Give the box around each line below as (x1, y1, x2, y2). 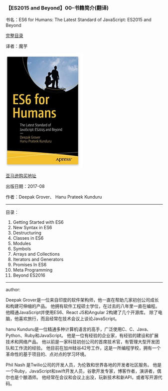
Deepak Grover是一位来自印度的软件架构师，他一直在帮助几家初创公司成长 (5, 297, 159, 303)
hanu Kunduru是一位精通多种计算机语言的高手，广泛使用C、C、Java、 (5, 326, 152, 333)
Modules (12, 241, 31, 247)
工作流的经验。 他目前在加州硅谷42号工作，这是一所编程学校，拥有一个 (14, 345, 161, 351)
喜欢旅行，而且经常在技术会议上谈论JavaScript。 (18, 316, 120, 322)
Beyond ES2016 (12, 272, 45, 278)
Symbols (12, 246, 31, 252)
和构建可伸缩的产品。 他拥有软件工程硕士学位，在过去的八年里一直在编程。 (5, 303, 160, 309)
